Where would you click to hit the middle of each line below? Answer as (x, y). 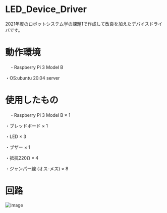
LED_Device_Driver (46, 9)
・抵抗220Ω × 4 (22, 158)
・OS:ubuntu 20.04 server (33, 78)
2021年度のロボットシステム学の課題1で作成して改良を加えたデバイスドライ (84, 24)
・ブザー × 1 (18, 147)
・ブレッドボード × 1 (26, 126)
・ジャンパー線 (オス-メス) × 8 (37, 168)
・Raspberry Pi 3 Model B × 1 (40, 115)
